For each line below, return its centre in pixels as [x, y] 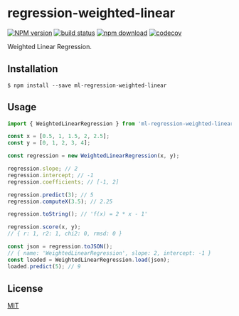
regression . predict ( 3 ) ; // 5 [51, 195]
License [25, 289]
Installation [33, 69]
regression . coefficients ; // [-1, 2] [63, 182]
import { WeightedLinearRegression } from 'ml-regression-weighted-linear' [122, 123]
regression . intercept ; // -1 [51, 175]
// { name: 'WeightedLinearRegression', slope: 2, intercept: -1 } [110, 253]
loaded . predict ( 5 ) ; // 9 [44, 266]
